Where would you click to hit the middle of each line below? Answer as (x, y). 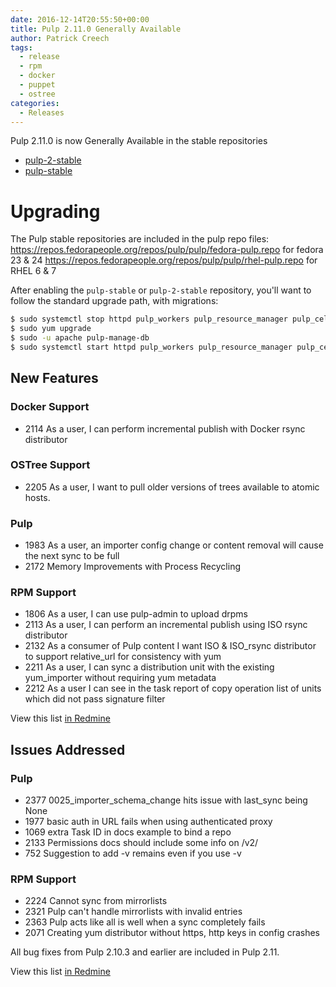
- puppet (37, 85)
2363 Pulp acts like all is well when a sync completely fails (145, 922)
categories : (35, 103)
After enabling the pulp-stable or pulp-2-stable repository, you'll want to (161, 290)
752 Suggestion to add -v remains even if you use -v (133, 853)
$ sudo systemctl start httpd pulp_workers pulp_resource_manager (151, 347)
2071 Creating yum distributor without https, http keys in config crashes (172, 933)
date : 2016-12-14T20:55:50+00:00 (80, 19)
